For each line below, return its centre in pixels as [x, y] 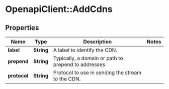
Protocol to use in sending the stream [97, 72]
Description [98, 42]
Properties [22, 28]
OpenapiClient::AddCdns [59, 9]
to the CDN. [67, 79]
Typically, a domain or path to [88, 58]
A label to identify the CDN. [85, 50]
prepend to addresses [79, 64]
